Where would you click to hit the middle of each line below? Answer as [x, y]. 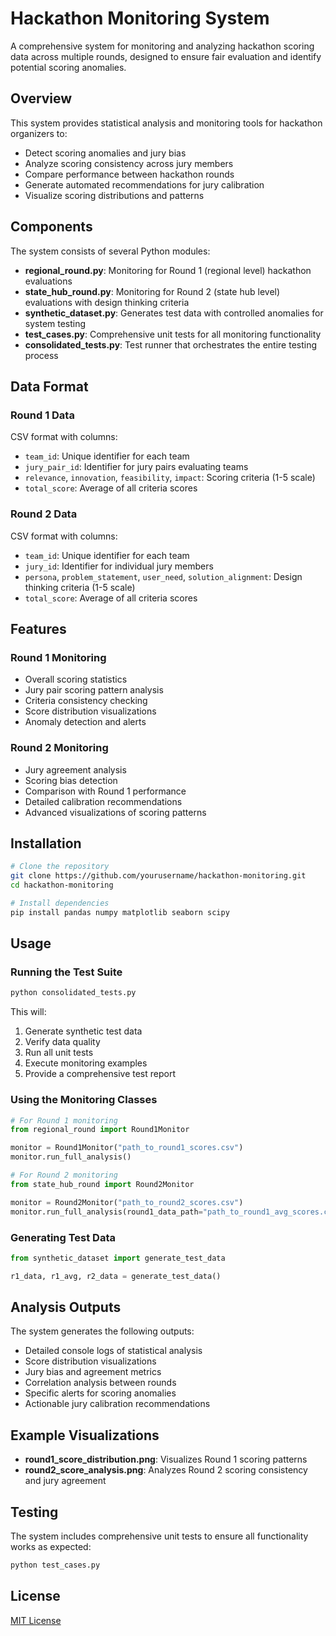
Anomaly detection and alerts [85, 722]
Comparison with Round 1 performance [105, 791]
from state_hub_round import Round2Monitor [102, 1184]
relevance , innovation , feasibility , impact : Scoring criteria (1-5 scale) [170, 478]
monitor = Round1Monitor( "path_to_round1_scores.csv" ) [127, 1148]
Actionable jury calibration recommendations [117, 1404]
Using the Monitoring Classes [84, 1100]
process [41, 355]
